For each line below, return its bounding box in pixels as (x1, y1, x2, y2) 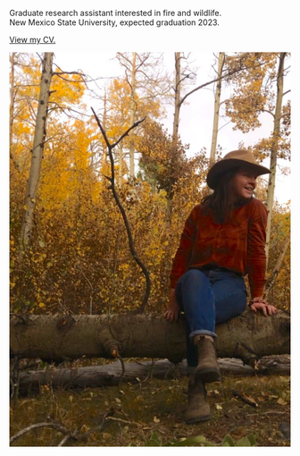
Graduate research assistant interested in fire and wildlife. (9, 8, 222, 18)
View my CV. (9, 35, 56, 45)
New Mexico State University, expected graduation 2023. (9, 17, 221, 28)
